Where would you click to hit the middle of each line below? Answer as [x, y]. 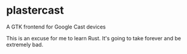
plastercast [35, 10]
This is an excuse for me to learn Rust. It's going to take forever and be [94, 38]
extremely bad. [25, 45]
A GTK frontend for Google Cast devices [56, 27]
